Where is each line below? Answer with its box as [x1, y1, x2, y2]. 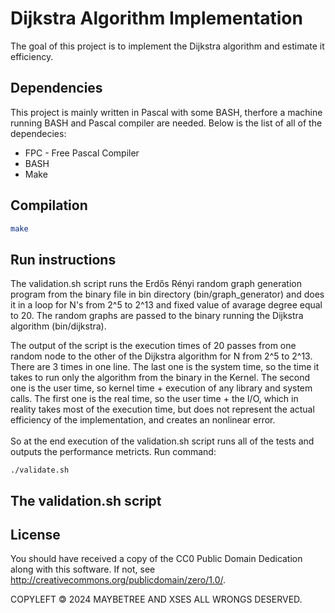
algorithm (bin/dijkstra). [10, 320, 107, 332]
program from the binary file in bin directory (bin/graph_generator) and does [10, 288, 325, 301]
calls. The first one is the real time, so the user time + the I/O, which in [10, 393, 299, 405]
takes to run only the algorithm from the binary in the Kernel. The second [10, 372, 311, 384]
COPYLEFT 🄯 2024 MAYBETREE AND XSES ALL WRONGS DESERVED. [10, 593, 303, 606]
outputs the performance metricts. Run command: [10, 446, 217, 458]
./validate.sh [10, 465, 70, 476]
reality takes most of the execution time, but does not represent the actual [10, 403, 315, 416]
